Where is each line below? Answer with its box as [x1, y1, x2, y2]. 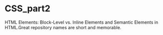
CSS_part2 [4, 3, 50, 14]
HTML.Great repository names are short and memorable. [4, 24, 121, 30]
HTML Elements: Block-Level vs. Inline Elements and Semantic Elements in [4, 19, 158, 25]
